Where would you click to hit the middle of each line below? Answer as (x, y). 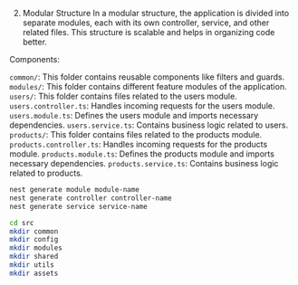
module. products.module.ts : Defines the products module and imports (142, 154)
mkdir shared (34, 257)
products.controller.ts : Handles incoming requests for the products (139, 144)
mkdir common (34, 231)
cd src (22, 223)
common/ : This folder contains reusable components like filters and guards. (147, 77)
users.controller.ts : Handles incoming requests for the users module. (142, 106)
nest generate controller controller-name (91, 198)
